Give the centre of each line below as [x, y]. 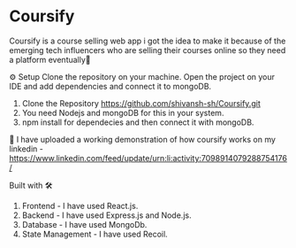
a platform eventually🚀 [50, 59]
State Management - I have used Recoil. [95, 234]
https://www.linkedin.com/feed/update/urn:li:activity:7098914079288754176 [148, 158]
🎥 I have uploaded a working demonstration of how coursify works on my [143, 139]
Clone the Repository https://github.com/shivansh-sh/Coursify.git [141, 103]
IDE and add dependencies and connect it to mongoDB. [110, 86]
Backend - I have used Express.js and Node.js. [106, 215]
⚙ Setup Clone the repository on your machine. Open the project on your [142, 76]
